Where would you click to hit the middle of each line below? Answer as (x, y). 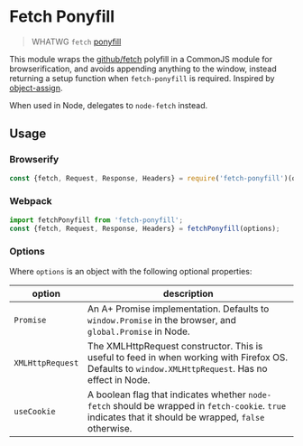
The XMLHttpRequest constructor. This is (175, 346)
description (188, 293)
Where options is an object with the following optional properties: (131, 271)
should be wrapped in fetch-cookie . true (199, 405)
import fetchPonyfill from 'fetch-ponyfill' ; (96, 220)
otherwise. (110, 428)
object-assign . (36, 88)
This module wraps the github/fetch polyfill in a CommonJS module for (141, 59)
